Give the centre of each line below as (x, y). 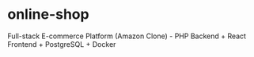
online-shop (48, 14)
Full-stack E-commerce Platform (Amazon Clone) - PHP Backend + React (127, 36)
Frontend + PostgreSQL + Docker (62, 44)
